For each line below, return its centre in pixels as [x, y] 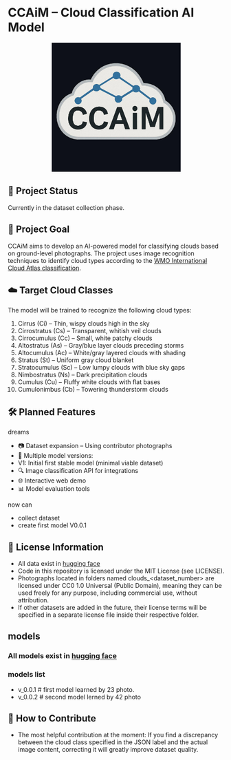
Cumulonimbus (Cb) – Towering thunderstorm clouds [93, 390]
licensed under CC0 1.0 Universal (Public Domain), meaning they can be [120, 585]
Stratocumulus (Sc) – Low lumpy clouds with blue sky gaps [101, 368]
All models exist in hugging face [63, 656]
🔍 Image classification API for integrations [78, 471]
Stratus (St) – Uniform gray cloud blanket [76, 360]
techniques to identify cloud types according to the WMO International [108, 260]
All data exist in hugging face [59, 563]
